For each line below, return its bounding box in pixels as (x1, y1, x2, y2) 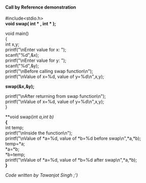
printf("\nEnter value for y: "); (5, 57, 67, 63)
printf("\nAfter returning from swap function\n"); (5, 93, 106, 99)
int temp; (5, 125, 24, 131)
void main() (5, 30, 29, 36)
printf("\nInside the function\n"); (5, 130, 72, 136)
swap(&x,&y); (5, 84, 34, 90)
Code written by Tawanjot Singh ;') (5, 172, 78, 178)
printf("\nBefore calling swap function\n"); (5, 68, 93, 75)
